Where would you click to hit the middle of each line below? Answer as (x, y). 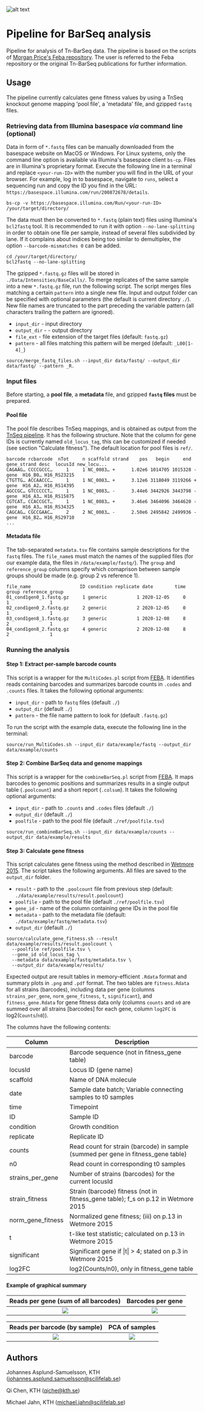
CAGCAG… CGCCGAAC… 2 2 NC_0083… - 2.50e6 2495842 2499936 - (102, 512)
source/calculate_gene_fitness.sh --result (62, 939)
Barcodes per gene (155, 1301)
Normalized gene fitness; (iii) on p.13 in (126, 1216)
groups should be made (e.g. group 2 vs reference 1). (73, 575)
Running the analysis (38, 649)
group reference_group (35, 592)
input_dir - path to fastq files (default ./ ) (67, 702)
